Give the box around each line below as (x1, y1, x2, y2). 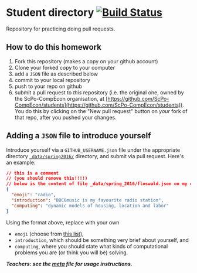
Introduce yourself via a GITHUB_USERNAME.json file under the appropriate (6, 146, 181, 153)
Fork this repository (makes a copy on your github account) (14, 57, 158, 64)
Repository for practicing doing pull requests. (6, 25, 116, 32)
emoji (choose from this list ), (14, 230, 84, 237)
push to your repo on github (14, 83, 82, 90)
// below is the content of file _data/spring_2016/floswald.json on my (6, 181, 188, 187)
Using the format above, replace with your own (6, 219, 120, 226)
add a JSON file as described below (14, 70, 98, 77)
